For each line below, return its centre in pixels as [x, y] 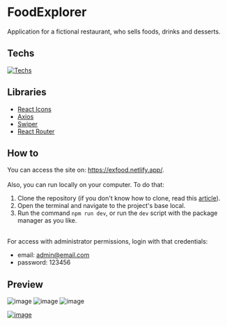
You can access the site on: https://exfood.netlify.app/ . [86, 170]
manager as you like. [47, 221]
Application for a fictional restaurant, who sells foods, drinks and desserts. [114, 31]
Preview [25, 284]
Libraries [27, 92]
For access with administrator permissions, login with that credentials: [108, 242]
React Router [36, 131]
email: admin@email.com [53, 255]
